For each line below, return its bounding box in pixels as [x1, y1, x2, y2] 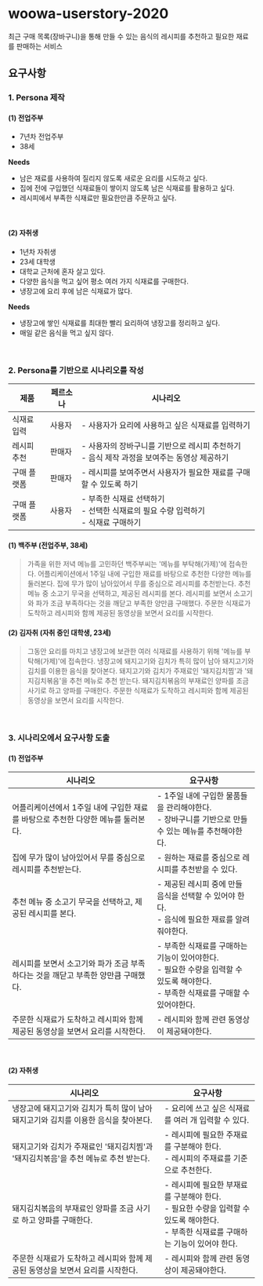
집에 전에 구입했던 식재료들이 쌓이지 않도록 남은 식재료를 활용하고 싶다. [19, 184, 235, 193]
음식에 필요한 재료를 [164, 914, 233, 925]
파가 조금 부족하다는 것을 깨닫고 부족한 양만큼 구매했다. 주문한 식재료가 [35, 598, 251, 608]
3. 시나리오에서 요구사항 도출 [8, 733, 110, 743]
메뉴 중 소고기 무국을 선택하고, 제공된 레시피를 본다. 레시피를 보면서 [27, 589, 232, 598]
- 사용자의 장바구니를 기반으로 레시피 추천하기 [81, 440, 241, 451]
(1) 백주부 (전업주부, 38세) [8, 540, 88, 550]
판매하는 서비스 [16, 41, 63, 51]
